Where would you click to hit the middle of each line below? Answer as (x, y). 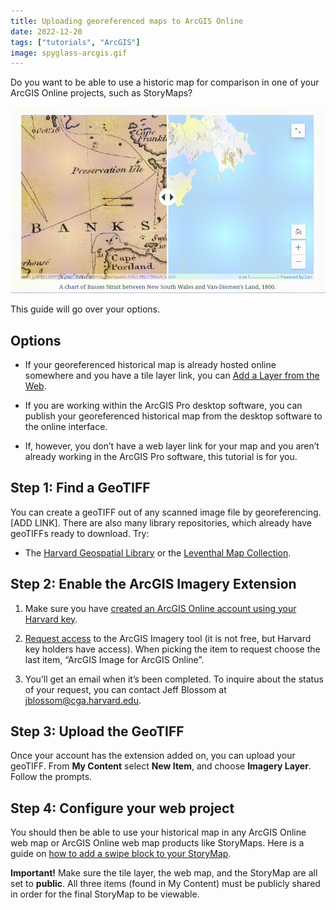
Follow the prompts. (51, 777)
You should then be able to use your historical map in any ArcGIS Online (158, 832)
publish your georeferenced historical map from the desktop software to (173, 416)
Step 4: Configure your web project (122, 808)
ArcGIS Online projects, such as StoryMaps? (101, 93)
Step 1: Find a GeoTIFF (80, 488)
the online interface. (66, 426)
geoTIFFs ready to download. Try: (80, 533)
